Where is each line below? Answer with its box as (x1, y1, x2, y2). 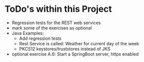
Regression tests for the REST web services (11, 20, 101, 26)
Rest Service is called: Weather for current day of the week (19, 40, 139, 46)
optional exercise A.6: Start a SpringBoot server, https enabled (11, 51, 139, 57)
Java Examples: (11, 30, 44, 36)
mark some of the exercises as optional (11, 25, 92, 31)
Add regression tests (19, 35, 62, 41)
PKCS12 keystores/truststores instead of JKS (19, 46, 110, 52)
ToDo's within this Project (4, 3, 112, 15)
